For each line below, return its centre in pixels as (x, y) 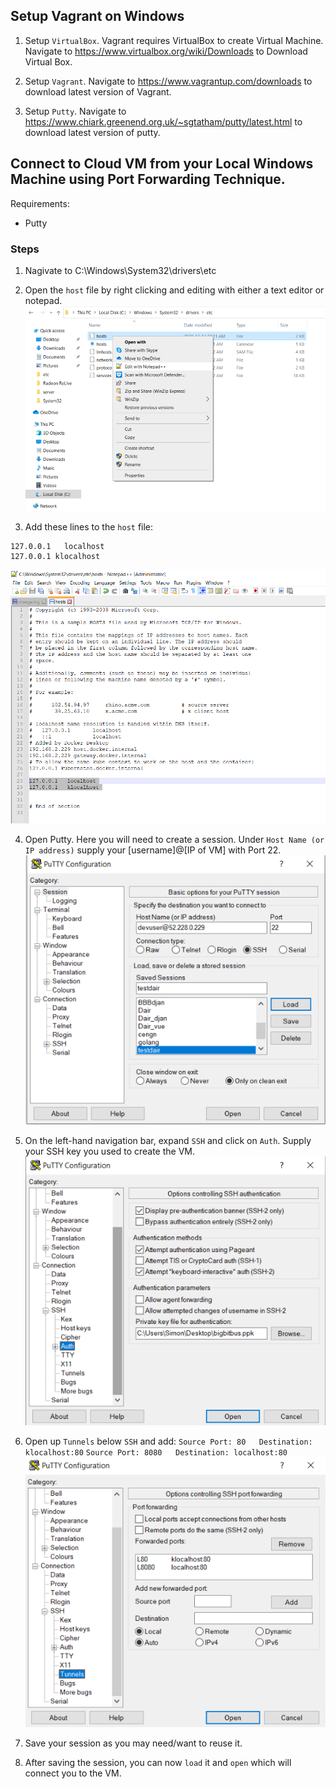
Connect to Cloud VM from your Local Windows (162, 164)
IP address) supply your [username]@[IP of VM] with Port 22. (153, 850)
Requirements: (40, 203)
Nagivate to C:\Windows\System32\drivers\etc (120, 270)
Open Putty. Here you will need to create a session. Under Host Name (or (174, 840)
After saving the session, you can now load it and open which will (158, 1762)
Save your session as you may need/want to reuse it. (133, 1743)
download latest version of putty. (92, 132)
